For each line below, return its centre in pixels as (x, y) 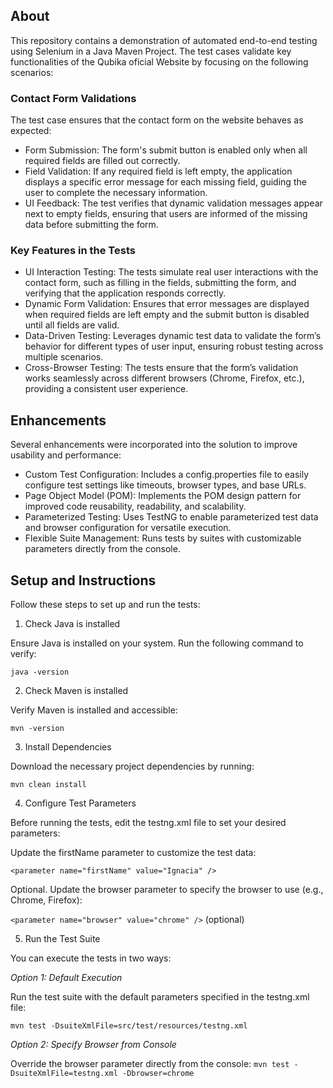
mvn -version (37, 729)
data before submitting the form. (91, 225)
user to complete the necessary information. (116, 193)
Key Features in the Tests (73, 251)
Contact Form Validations (73, 98)
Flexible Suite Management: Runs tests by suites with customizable (163, 538)
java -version (40, 672)
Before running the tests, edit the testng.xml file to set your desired (148, 823)
